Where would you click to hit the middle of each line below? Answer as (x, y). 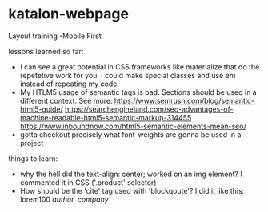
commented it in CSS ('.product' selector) (88, 182)
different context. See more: (66, 100)
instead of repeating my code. (70, 84)
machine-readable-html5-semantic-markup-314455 (106, 117)
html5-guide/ (42, 109)
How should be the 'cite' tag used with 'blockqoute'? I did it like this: (132, 190)
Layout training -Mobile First (55, 36)
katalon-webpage (69, 14)
